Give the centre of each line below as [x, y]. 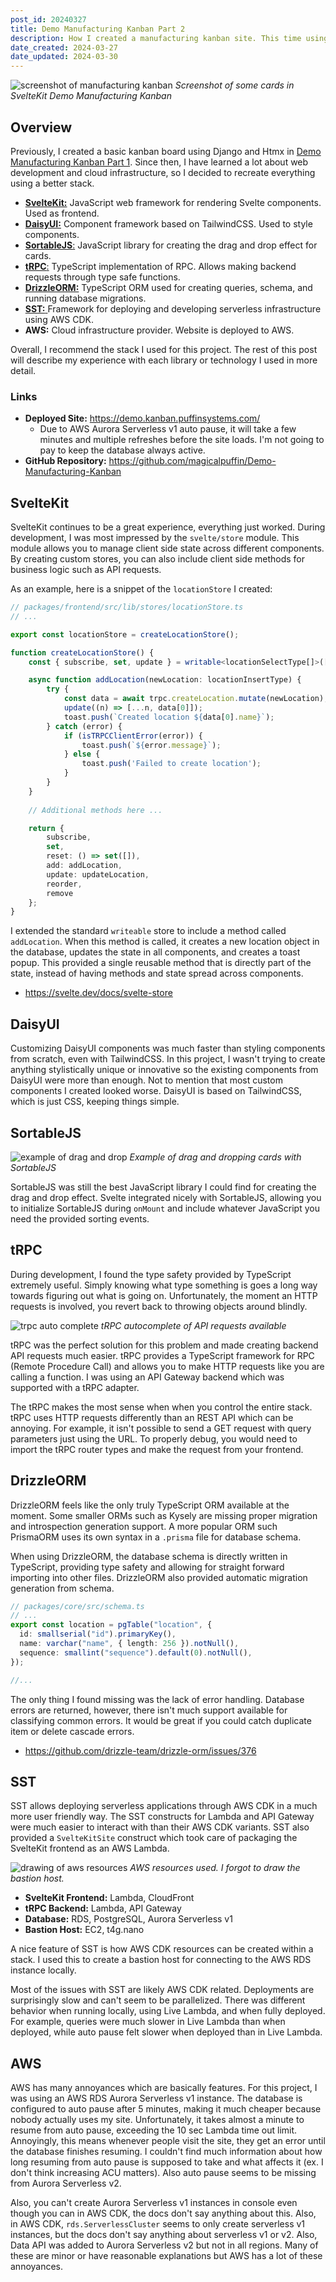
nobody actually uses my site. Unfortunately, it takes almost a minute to [157, 2120]
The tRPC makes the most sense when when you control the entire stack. [161, 1407]
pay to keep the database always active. [122, 450]
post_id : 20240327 [48, 19]
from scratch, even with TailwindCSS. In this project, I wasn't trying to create [168, 1059]
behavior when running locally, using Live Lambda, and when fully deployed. [168, 2011]
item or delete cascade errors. [72, 1731]
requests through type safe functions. [102, 277]
